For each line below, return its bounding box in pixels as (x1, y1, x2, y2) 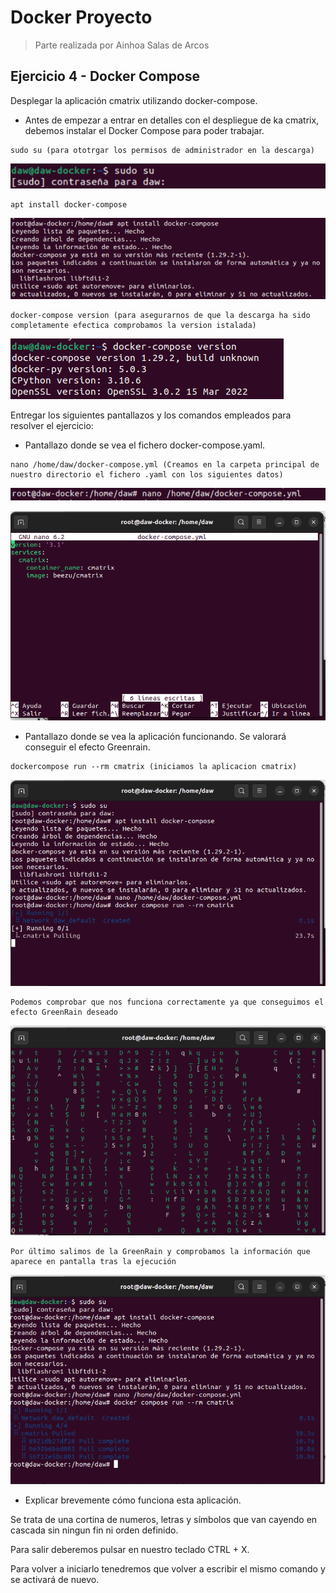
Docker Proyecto (10, 6, 153, 29)
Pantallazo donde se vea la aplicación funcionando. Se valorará (24, 730, 287, 742)
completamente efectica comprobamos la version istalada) (10, 320, 257, 330)
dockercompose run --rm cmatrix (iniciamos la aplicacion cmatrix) (10, 761, 298, 771)
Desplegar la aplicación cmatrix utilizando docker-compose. (10, 94, 258, 106)
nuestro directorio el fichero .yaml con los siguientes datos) (10, 469, 284, 480)
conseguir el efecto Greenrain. (24, 741, 151, 753)
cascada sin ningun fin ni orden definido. (10, 1524, 179, 1536)
